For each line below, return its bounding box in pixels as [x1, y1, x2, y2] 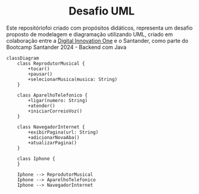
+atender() [28, 103, 56, 109]
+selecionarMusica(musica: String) [28, 76, 118, 82]
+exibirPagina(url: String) [28, 129, 99, 135]
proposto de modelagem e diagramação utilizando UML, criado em [6, 30, 174, 37]
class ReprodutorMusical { [17, 60, 85, 66]
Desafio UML [68, 4, 135, 18]
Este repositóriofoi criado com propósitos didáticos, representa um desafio [6, 24, 193, 31]
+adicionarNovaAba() [28, 134, 80, 140]
